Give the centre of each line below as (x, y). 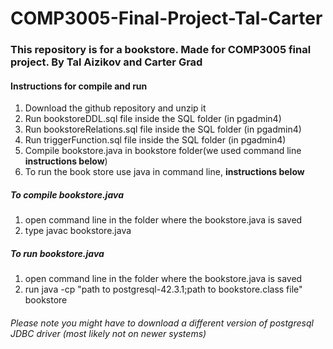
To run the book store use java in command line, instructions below (164, 172)
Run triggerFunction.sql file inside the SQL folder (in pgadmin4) (155, 140)
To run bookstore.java (57, 253)
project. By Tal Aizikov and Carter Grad (106, 62)
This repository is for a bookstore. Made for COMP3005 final (161, 50)
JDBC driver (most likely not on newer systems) (108, 333)
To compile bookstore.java (67, 194)
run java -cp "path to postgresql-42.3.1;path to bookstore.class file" (163, 289)
